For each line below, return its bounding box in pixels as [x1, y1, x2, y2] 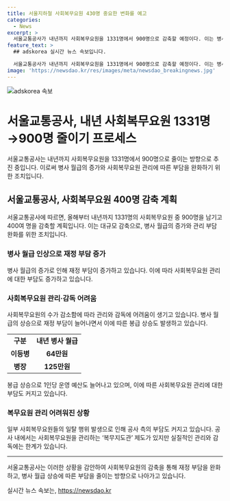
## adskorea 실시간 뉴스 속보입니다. [13, 49, 107, 56]
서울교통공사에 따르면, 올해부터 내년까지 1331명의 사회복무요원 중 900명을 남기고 [7, 213, 222, 222]
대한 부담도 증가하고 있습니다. [14, 275, 94, 283]
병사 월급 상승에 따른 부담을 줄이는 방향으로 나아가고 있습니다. [21, 471, 186, 480]
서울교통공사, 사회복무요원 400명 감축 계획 [7, 194, 178, 205]
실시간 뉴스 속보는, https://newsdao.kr [7, 487, 112, 495]
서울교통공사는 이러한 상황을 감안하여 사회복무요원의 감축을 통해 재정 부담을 [7, 463, 209, 471]
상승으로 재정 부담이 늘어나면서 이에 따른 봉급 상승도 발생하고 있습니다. [19, 318, 208, 327]
